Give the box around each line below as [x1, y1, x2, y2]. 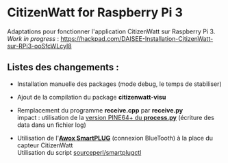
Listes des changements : [7, 61, 120, 73]
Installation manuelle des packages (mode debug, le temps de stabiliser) [16, 80, 222, 88]
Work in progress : [7, 34, 60, 42]
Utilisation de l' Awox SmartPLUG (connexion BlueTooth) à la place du [16, 134, 214, 142]
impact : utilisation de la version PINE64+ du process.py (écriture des [16, 113, 214, 121]
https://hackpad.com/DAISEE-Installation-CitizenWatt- [60, 34, 214, 42]
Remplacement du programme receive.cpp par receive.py [16, 106, 183, 114]
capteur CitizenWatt [16, 141, 73, 149]
